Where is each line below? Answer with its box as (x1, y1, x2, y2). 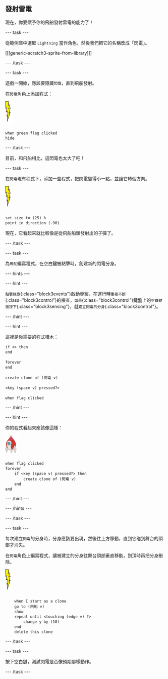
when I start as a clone (14, 598, 67, 604)
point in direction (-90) (5, 220, 60, 225)
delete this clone (14, 629, 53, 634)
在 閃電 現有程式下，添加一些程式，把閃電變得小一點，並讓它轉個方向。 (5, 175, 150, 181)
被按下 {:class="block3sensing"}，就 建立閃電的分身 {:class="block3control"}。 (5, 303, 161, 309)
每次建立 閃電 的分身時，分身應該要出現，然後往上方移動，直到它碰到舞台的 (5, 535, 159, 541)
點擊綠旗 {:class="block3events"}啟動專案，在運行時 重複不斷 (5, 291, 126, 297)
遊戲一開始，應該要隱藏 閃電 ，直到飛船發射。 (5, 80, 97, 86)
